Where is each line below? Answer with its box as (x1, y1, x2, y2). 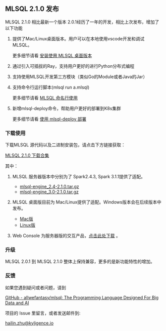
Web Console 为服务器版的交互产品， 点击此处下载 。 (12, 233, 120, 239)
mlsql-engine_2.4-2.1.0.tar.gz (19, 184, 79, 190)
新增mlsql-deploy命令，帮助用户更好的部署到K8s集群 (12, 105, 121, 111)
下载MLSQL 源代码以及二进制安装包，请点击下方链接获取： (5, 142, 126, 148)
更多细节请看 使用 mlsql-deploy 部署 (12, 116, 87, 122)
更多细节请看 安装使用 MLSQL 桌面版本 (12, 52, 92, 58)
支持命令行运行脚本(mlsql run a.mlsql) (12, 84, 90, 90)
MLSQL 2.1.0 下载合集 (5, 152, 50, 158)
